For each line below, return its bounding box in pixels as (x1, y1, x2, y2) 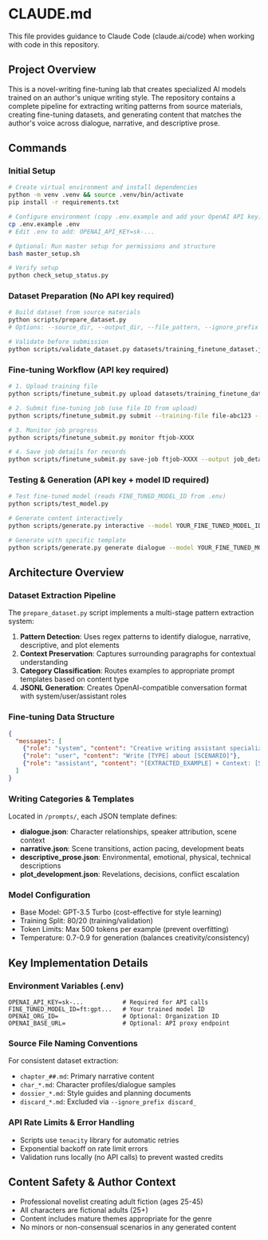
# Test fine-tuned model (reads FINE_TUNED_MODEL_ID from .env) (8, 493, 227, 501)
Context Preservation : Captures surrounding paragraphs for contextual (19, 649, 256, 658)
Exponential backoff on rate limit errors (19, 1143, 148, 1153)
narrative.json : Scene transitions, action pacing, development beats (19, 844, 245, 854)
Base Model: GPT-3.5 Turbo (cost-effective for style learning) (19, 907, 222, 917)
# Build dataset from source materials (8, 309, 141, 317)
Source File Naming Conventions (8, 1038, 138, 1049)
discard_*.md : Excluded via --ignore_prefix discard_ (19, 1097, 197, 1106)
